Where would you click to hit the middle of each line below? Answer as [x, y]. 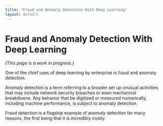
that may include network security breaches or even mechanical [71, 93]
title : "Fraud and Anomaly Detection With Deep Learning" [66, 10]
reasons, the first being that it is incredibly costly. [55, 118]
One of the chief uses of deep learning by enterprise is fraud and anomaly [81, 73]
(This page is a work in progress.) [40, 63]
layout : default [22, 14]
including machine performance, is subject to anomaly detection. [71, 103]
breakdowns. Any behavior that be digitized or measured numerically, [76, 98]
